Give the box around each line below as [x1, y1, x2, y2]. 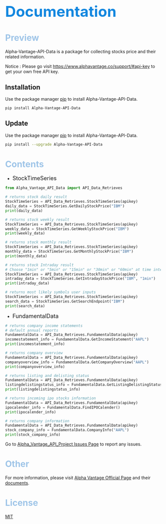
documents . [5, 480, 30, 486]
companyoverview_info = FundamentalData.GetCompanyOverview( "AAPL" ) [5, 360, 149, 365]
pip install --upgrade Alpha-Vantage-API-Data [5, 142, 103, 147]
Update [5, 119, 29, 128]
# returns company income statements [5, 323, 83, 328]
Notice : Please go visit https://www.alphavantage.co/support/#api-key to [5, 64, 156, 70]
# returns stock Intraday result [5, 262, 74, 267]
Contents [5, 158, 44, 170]
